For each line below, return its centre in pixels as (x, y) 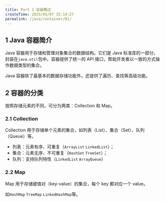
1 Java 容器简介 (29, 40)
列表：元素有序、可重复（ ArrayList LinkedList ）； (63, 147)
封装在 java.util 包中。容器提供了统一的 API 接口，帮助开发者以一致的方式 (80, 59)
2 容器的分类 (24, 93)
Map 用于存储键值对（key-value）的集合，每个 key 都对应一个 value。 (77, 184)
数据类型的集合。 (27, 65)
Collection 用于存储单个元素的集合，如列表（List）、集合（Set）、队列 (75, 130)
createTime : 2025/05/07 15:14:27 (40, 14)
